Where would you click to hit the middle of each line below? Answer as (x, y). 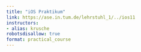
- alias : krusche (28, 28)
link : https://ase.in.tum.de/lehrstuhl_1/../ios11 (71, 17)
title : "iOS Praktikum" (36, 12)
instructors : (22, 23)
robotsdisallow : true (33, 34)
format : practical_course (38, 39)
